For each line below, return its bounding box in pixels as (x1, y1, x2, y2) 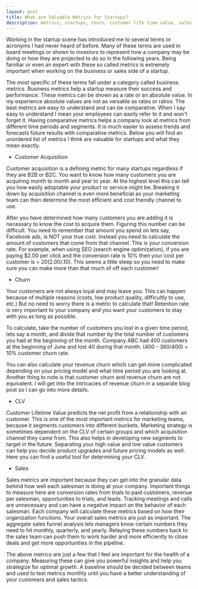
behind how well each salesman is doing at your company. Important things (6, 483, 191, 490)
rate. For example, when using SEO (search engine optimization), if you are (6, 246, 190, 253)
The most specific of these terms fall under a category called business (6, 79, 179, 86)
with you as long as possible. (6, 313, 77, 320)
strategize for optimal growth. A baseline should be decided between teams (6, 563, 191, 571)
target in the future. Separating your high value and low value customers (6, 441, 183, 448)
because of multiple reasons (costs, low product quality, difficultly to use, (6, 294, 186, 301)
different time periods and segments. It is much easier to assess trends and (6, 123, 191, 130)
